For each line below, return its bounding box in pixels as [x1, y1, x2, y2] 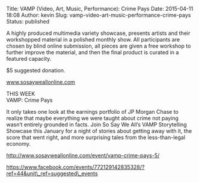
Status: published [6, 18, 50, 25]
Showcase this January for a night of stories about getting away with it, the [6, 128, 192, 134]
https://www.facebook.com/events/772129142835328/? [6, 164, 145, 170]
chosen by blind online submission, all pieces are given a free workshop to [6, 42, 191, 49]
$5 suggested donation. [6, 67, 66, 74]
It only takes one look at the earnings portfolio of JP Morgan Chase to [6, 108, 179, 115]
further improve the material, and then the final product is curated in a [6, 49, 179, 56]
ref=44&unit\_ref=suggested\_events [6, 170, 98, 177]
